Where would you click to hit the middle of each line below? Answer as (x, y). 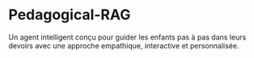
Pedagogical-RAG (70, 15)
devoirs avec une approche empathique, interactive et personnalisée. (124, 45)
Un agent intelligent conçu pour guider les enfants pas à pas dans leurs (127, 37)
